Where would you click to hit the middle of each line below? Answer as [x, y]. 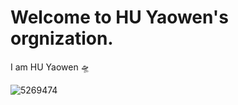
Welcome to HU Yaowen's [119, 17]
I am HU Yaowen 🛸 [50, 67]
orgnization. [62, 38]
